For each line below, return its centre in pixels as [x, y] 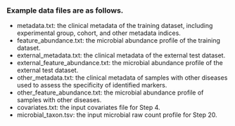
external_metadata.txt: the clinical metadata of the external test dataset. [121, 55]
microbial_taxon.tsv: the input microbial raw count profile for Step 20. [117, 115]
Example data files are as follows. [65, 10]
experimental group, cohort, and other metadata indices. [99, 33]
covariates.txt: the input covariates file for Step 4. [88, 108]
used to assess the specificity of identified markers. [92, 85]
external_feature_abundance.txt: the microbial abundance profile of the [120, 63]
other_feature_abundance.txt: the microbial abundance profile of [110, 92]
